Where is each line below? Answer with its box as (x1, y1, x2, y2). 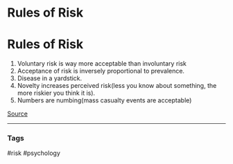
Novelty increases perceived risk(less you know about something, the (17, 82, 217, 90)
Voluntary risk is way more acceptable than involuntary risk (17, 60, 187, 68)
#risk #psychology (7, 149, 61, 157)
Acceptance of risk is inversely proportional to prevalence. (17, 67, 185, 75)
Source (7, 109, 28, 118)
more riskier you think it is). (17, 89, 96, 98)
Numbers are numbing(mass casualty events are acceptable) (17, 96, 192, 104)
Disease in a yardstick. (17, 74, 83, 82)
